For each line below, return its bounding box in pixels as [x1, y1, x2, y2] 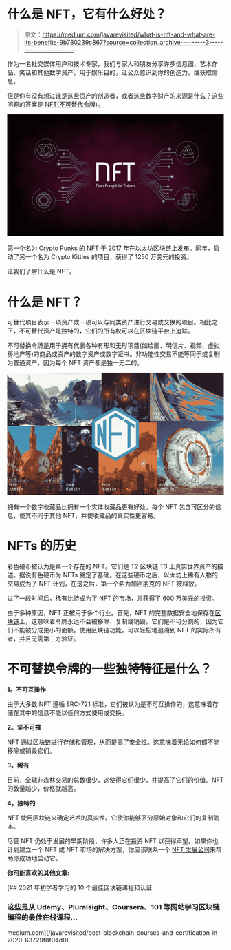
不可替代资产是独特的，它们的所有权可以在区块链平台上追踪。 [19, 327, 194, 335]
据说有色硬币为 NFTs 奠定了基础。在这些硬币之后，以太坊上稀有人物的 [19, 570, 219, 579]
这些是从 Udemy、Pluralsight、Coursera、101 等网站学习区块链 [7, 902, 220, 911]
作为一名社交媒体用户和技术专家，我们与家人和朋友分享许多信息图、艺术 [7, 59, 212, 68]
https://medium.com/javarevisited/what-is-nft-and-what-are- [42, 30, 216, 39]
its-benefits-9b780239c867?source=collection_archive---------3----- [23, 38, 223, 46]
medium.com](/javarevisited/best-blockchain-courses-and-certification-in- [7, 929, 221, 937]
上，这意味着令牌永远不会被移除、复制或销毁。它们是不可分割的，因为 [19, 617, 218, 626]
